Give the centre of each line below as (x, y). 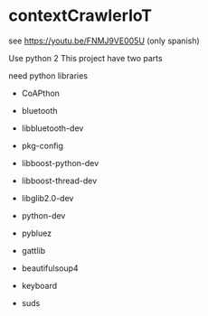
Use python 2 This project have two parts (86, 58)
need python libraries (48, 75)
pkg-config (43, 145)
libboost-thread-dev (59, 181)
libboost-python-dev (60, 163)
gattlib (33, 250)
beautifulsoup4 (50, 268)
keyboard (39, 285)
